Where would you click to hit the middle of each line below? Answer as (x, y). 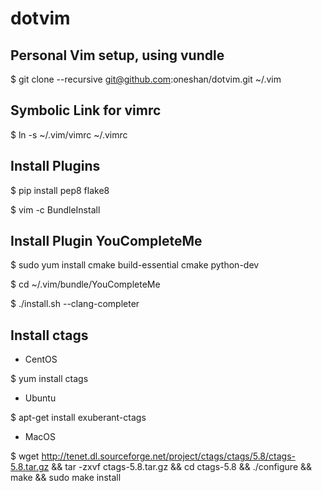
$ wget (25, 456)
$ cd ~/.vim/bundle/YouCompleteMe (85, 284)
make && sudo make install (66, 478)
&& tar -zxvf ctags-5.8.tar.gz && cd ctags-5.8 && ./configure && (182, 467)
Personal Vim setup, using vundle (117, 55)
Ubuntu (40, 398)
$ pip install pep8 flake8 (60, 190)
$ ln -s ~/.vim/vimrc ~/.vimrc (69, 134)
